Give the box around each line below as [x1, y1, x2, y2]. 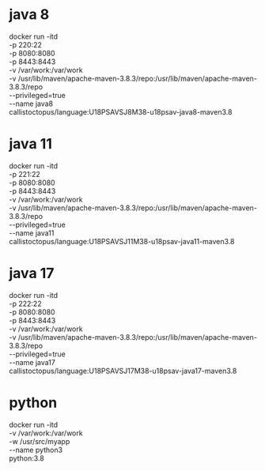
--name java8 [9, 99, 54, 108]
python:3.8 [9, 453, 44, 463]
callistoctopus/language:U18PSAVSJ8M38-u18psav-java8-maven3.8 [9, 107, 233, 116]
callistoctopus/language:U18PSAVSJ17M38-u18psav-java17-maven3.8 [9, 366, 237, 375]
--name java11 [9, 228, 55, 238]
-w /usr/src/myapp [9, 436, 70, 446]
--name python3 [9, 445, 62, 454]
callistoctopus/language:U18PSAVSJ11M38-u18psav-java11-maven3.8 [9, 236, 236, 246]
